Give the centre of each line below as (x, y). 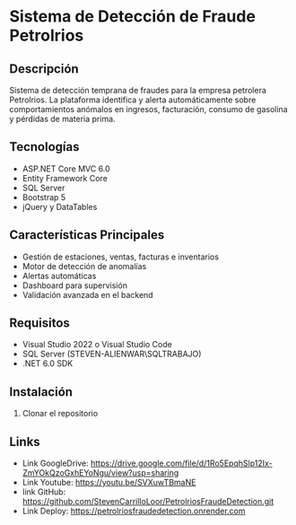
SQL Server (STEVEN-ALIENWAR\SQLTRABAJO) (112, 354)
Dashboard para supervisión (75, 285)
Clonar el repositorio (60, 414)
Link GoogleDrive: (56, 463)
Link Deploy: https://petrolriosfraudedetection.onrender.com (134, 511)
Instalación (41, 392)
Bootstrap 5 (44, 197)
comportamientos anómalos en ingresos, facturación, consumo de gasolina (149, 109)
